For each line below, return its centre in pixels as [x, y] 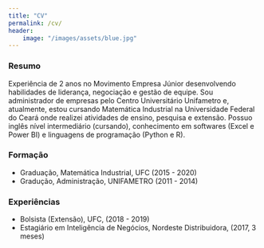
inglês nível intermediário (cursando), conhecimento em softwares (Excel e [131, 126]
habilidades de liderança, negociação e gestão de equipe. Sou [111, 92]
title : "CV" [28, 16]
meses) [32, 236]
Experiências [34, 202]
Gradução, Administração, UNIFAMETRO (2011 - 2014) [109, 181]
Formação [28, 155]
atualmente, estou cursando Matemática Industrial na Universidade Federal [132, 109]
